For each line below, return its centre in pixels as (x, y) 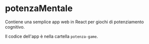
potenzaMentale (39, 8)
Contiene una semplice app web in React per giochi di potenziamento (74, 22)
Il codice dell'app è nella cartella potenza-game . (51, 36)
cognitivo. (15, 27)
